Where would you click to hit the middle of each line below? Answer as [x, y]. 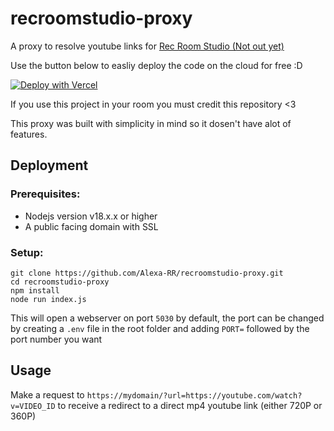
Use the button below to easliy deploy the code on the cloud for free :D [156, 65]
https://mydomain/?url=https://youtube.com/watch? [194, 395]
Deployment [49, 165]
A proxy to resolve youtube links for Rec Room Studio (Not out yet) [147, 46]
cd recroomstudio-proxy [60, 282]
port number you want [56, 339]
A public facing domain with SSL [91, 226]
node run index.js [48, 299]
